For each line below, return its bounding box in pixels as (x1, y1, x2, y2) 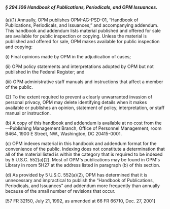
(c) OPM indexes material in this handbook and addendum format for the (5, 140, 157, 147)
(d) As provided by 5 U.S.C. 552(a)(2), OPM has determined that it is (5, 171, 148, 178)
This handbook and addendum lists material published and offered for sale (5, 27, 161, 33)
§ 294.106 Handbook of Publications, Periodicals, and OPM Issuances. (5, 4, 158, 10)
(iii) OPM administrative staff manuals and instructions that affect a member (5, 79, 163, 85)
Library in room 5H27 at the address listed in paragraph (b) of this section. (5, 162, 161, 168)
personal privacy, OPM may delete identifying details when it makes (5, 99, 147, 105)
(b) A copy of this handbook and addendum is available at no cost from (5, 120, 154, 126)
